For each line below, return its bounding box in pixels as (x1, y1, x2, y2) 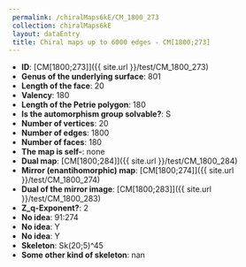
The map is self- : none (20, 147, 105, 157)
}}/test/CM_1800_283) (20, 194, 101, 204)
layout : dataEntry (12, 29, 81, 38)
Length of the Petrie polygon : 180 (20, 99, 147, 111)
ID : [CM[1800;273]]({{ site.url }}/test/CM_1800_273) (20, 62, 209, 72)
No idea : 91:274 (20, 212, 79, 223)
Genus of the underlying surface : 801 (20, 72, 161, 82)
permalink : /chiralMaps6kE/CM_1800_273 (12, 12, 160, 22)
